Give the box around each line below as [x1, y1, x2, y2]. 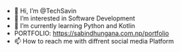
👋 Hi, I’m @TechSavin [13, 7, 77, 15]
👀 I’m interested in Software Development [13, 14, 136, 22]
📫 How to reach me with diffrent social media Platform [13, 37, 175, 45]
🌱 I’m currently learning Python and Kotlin [13, 22, 136, 30]
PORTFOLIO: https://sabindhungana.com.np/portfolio [13, 29, 170, 37]
